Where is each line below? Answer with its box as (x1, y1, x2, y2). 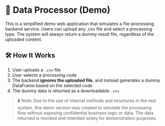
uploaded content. (5, 36, 43, 42)
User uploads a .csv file (12, 66, 61, 73)
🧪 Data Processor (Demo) (5, 4, 111, 16)
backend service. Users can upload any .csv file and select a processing (5, 26, 153, 31)
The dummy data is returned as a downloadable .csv (12, 88, 120, 94)
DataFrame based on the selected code (12, 82, 93, 88)
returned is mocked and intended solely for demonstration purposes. (17, 115, 157, 121)
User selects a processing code (12, 72, 77, 78)
